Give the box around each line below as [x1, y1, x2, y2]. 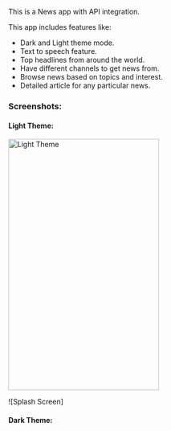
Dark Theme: [8, 415, 53, 425]
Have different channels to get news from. [19, 64, 160, 73]
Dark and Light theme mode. [19, 38, 115, 47]
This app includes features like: [8, 23, 112, 31]
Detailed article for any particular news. [19, 80, 151, 90]
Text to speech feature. [19, 47, 98, 55]
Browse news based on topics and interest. [19, 72, 163, 81]
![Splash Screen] [8, 397, 64, 407]
